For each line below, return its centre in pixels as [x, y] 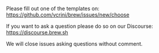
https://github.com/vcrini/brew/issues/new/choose [68, 15]
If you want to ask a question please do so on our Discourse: [79, 26]
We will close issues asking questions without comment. [74, 44]
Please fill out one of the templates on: [53, 9]
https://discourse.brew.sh [37, 32]
